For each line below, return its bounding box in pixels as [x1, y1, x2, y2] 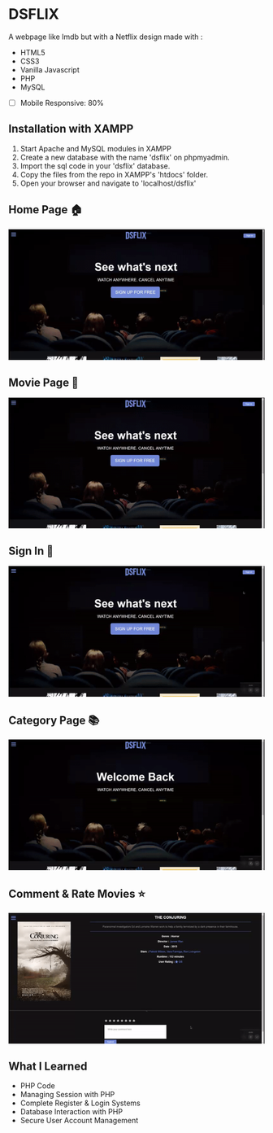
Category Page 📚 [8, 714, 100, 728]
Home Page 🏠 [8, 203, 83, 217]
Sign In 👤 [8, 545, 54, 558]
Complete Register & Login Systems [19, 1098, 141, 1108]
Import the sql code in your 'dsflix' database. [19, 160, 171, 171]
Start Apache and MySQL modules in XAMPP [19, 143, 172, 153]
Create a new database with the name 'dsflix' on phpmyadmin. [19, 152, 230, 162]
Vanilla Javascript [19, 64, 80, 74]
